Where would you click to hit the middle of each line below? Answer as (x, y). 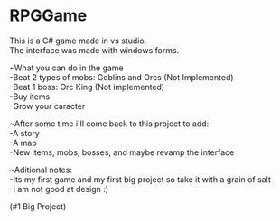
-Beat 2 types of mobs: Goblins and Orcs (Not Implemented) (121, 77)
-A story (25, 133)
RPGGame (48, 16)
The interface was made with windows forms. (94, 50)
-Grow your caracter (47, 106)
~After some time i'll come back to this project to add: (109, 124)
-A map (23, 143)
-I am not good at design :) (59, 189)
